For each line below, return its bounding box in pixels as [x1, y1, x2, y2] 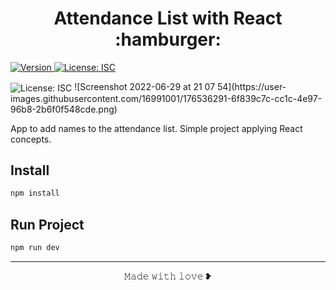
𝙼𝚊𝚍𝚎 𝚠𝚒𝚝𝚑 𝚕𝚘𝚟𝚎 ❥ [124, 270, 212, 282]
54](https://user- [216, 80, 287, 92]
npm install [10, 188, 60, 199]
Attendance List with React [53, 7, 283, 30]
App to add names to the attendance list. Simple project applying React [10, 122, 303, 134]
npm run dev [10, 243, 60, 253]
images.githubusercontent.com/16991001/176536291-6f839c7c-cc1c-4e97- [10, 92, 323, 104]
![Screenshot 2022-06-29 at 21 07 [74, 80, 216, 92]
